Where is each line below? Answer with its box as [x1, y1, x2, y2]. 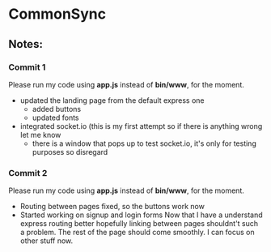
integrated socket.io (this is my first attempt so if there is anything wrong [19, 121, 263, 130]
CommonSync [8, 5, 107, 23]
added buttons [32, 104, 82, 113]
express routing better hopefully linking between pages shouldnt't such [19, 219, 259, 229]
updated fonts [32, 113, 79, 122]
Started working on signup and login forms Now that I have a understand [19, 210, 263, 220]
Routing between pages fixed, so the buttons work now [19, 202, 205, 211]
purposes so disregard [32, 147, 108, 156]
